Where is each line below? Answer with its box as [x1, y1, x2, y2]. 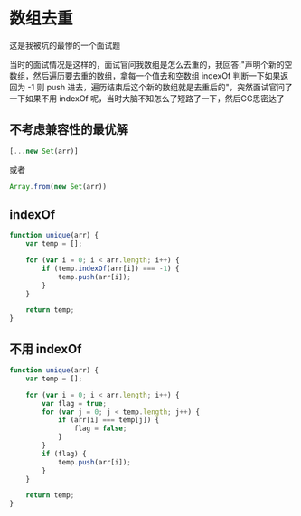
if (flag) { [42, 449, 88, 458]
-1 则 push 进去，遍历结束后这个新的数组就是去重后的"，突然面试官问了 [26, 81, 293, 92]
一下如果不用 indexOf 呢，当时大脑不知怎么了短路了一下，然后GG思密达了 [9, 92, 285, 104]
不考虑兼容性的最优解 [9, 122, 128, 137]
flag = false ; [73, 424, 127, 434]
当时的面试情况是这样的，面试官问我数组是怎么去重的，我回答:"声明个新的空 [9, 59, 293, 70]
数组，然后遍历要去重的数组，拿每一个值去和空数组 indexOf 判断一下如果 [9, 70, 281, 81]
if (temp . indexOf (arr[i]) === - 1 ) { [42, 264, 180, 273]
